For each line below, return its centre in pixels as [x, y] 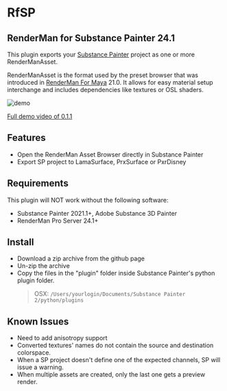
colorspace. [34, 353]
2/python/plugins [59, 300]
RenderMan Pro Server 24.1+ [58, 221]
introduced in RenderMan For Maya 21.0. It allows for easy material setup [110, 82]
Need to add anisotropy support [62, 338]
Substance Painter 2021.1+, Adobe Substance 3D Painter [97, 213]
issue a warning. [40, 367]
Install [21, 242]
